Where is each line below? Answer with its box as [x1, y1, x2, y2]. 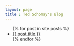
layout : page [5, 7, 32, 12]
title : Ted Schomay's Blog [5, 12, 64, 17]
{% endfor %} [12, 36, 41, 42]
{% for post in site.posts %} [12, 25, 70, 31]
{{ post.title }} [12, 31, 41, 37]
